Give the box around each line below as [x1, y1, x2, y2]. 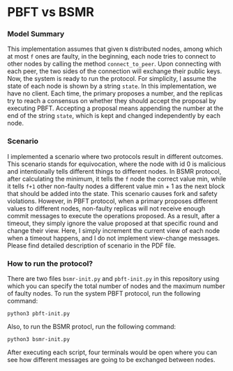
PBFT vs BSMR [7, 4, 94, 20]
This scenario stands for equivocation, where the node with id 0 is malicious [7, 160, 227, 168]
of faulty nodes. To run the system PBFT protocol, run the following [7, 289, 201, 298]
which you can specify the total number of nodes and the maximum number [7, 282, 225, 290]
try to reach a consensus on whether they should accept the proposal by [7, 97, 216, 105]
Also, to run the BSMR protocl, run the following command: [7, 322, 176, 331]
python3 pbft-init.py [7, 310, 70, 317]
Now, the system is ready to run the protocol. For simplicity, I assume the [7, 75, 217, 83]
